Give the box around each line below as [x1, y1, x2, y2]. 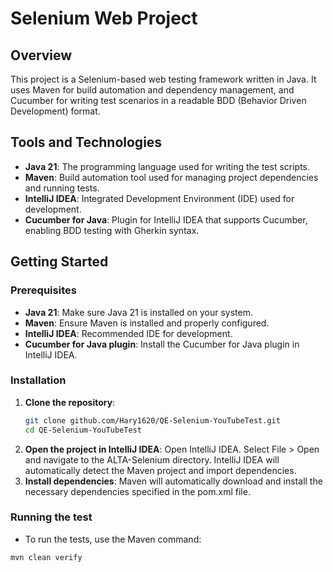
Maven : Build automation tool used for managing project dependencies [24, 171, 319, 183]
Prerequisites [10, 283, 77, 297]
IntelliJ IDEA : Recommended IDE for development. [24, 327, 233, 339]
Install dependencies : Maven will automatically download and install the [24, 475, 323, 487]
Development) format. [10, 105, 101, 117]
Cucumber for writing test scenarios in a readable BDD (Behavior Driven [10, 95, 307, 106]
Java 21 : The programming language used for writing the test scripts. [24, 160, 311, 172]
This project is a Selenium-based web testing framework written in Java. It [10, 73, 317, 85]
